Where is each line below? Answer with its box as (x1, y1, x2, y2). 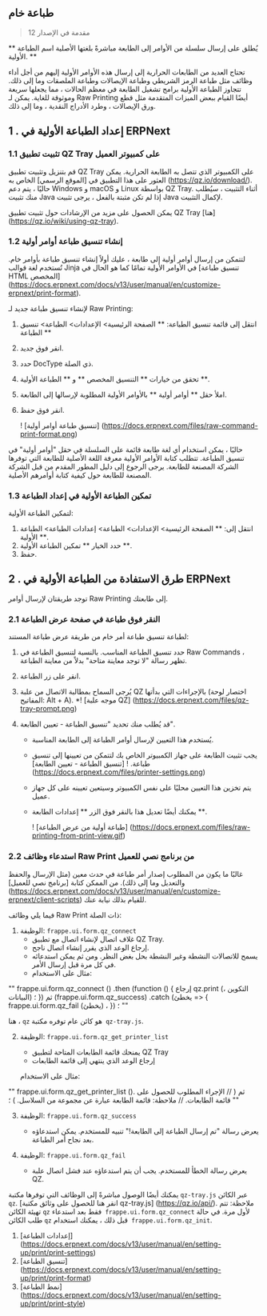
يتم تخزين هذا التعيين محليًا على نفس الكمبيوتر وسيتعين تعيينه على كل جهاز (31, 783, 252, 793)
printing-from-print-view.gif (31, 831, 123, 841)
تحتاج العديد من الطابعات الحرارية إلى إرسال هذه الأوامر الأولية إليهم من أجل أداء (8, 67, 245, 77)
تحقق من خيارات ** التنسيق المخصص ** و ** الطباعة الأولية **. (19, 374, 210, 383)
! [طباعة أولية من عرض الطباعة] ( (31, 822, 133, 832)
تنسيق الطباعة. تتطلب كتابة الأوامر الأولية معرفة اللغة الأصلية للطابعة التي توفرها (8, 453, 245, 462)
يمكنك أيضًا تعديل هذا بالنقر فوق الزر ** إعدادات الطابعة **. (31, 807, 208, 817)
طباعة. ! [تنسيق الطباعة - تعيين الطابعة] (31, 759, 150, 769)
